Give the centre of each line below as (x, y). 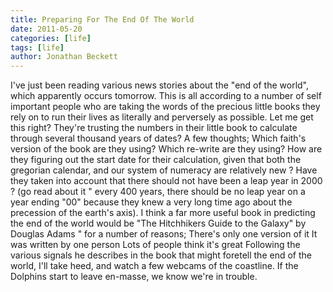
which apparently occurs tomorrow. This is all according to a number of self (166, 96)
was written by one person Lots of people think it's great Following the (155, 245)
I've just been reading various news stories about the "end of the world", (159, 85)
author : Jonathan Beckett (64, 57)
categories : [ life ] (51, 38)
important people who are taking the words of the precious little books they (165, 107)
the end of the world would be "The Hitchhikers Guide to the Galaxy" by (158, 223)
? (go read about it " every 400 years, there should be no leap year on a (158, 192)
